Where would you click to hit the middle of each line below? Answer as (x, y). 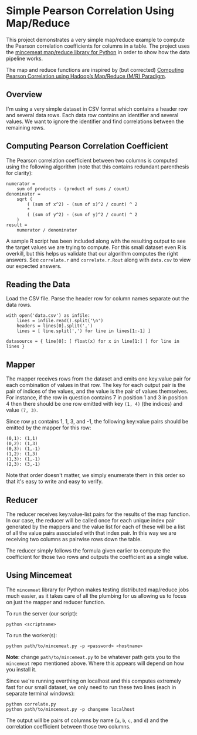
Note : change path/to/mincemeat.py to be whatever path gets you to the (93, 657)
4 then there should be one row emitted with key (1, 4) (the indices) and (94, 404)
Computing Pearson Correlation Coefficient (87, 146)
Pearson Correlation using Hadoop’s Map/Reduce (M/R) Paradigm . (86, 76)
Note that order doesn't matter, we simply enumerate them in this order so (96, 475)
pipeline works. (25, 58)
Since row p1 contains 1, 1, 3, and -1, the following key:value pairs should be (97, 422)
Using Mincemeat (39, 575)
